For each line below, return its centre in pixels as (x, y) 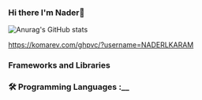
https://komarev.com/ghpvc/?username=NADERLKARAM (101, 45)
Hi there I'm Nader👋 (47, 13)
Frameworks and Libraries (59, 65)
